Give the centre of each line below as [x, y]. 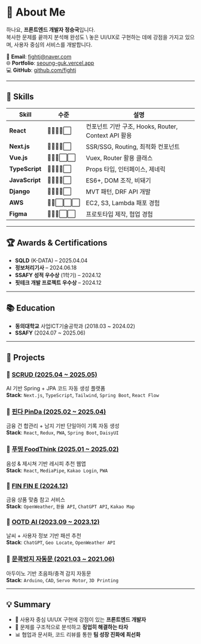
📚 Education [31, 308]
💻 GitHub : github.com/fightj [41, 70]
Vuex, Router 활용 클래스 [119, 158]
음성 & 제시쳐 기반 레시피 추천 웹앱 [46, 464]
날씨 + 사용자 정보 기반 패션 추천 [44, 535]
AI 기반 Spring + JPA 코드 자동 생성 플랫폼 [56, 389]
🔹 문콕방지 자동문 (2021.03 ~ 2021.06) [60, 559]
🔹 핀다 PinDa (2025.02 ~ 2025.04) [56, 411]
